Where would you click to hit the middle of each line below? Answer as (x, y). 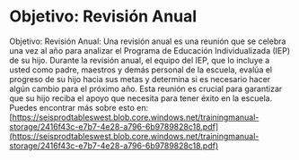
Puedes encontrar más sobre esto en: (79, 107)
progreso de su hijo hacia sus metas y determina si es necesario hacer (140, 79)
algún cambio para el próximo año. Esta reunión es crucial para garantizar (146, 88)
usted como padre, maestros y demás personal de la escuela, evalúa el (141, 70)
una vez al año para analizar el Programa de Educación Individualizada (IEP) (150, 50)
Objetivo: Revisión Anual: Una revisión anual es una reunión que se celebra (148, 41)
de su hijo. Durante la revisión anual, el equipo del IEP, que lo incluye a (140, 60)
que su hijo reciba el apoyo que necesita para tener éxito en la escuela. (141, 98)
